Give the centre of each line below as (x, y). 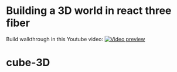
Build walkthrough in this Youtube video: (55, 39)
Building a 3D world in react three (89, 11)
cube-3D (28, 63)
